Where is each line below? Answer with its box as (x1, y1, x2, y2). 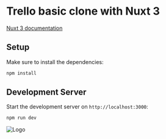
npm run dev (6, 115, 37, 121)
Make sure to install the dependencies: (6, 58, 104, 65)
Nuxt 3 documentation (6, 24, 63, 32)
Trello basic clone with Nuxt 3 (6, 4, 161, 18)
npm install (6, 70, 37, 76)
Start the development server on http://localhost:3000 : (6, 103, 148, 110)
